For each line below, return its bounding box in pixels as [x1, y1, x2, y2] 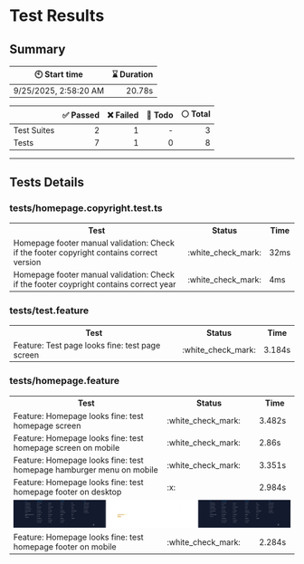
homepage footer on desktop [13, 486, 122, 498]
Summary [9, 42, 66, 57]
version [13, 257, 42, 268]
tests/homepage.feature [9, 375, 120, 387]
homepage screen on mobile [13, 442, 120, 453]
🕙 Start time [34, 69, 83, 80]
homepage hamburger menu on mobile [13, 464, 158, 475]
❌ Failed [107, 110, 139, 120]
